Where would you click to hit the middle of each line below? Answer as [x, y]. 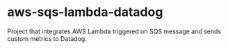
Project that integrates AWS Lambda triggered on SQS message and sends [114, 31]
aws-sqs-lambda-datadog [85, 12]
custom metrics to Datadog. [47, 38]
